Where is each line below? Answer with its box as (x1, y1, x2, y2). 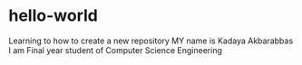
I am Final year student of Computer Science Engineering (8, 44, 223, 55)
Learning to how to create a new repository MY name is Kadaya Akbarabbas (8, 35, 294, 46)
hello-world (8, 5, 99, 26)
